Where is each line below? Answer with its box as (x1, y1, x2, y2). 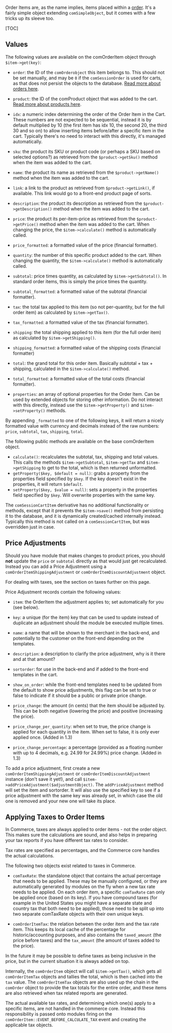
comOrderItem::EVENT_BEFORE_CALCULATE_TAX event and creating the (5, 1017, 146, 1023)
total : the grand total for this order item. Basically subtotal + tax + (12, 360, 153, 366)
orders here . (12, 85, 40, 92)
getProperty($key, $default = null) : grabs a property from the (12, 470, 149, 476)
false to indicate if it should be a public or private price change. (12, 692, 147, 698)
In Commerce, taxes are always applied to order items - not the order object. (5, 826, 167, 833)
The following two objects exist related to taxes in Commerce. (5, 863, 136, 869)
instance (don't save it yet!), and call (5, 776, 82, 782)
